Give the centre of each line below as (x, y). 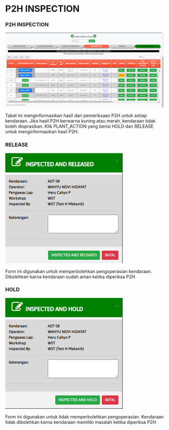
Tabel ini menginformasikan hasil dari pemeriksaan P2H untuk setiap (76, 116)
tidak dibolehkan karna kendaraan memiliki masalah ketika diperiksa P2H (81, 422)
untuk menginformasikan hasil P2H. (42, 132)
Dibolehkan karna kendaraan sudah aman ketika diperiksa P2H (70, 277)
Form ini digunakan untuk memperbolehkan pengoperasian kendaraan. (79, 271)
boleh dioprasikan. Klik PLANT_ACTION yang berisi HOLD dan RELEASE (79, 126)
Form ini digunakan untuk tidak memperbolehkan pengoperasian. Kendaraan (84, 416)
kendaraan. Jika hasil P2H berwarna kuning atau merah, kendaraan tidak (80, 121)
